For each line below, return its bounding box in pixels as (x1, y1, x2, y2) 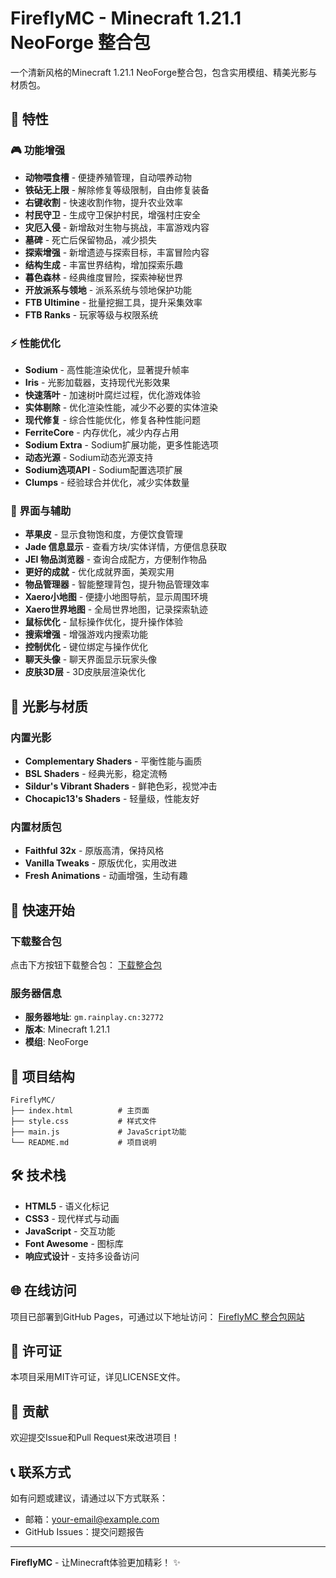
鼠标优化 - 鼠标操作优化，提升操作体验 (24, 616, 184, 628)
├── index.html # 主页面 (10, 1106, 150, 1116)
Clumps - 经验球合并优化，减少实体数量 (24, 476, 190, 488)
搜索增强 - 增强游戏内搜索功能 (24, 628, 149, 641)
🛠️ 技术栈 (10, 1167, 67, 1184)
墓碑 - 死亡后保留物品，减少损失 (24, 233, 158, 246)
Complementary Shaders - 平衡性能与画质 (24, 755, 203, 767)
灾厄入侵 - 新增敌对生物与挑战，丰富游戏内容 (24, 221, 210, 233)
